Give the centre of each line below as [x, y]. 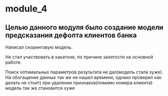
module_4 [26, 9]
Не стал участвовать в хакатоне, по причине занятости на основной [79, 57]
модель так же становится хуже [40, 88]
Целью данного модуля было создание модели [85, 27]
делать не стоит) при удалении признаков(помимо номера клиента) [79, 83]
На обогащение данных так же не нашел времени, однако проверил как [83, 77]
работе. [13, 62]
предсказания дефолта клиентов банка [71, 35]
